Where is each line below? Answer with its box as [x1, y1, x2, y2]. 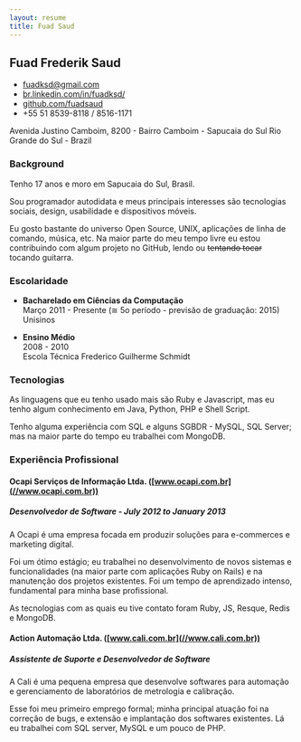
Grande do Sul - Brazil [9, 135, 92, 146]
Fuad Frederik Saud [9, 55, 122, 71]
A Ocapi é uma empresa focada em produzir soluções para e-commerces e [9, 528, 291, 539]
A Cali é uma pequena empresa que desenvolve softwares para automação [9, 676, 289, 688]
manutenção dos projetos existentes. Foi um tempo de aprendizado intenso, [9, 576, 293, 586]
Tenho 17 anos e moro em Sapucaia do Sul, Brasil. [9, 178, 195, 189]
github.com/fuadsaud [22, 99, 104, 109]
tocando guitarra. [9, 252, 74, 262]
